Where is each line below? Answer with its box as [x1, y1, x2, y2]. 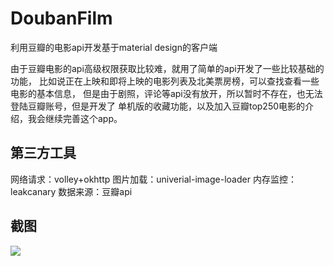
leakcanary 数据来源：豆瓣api [10, 185, 133, 197]
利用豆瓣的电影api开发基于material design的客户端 [10, 41, 218, 53]
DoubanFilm [10, 7, 113, 30]
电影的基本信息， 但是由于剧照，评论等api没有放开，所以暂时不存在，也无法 [10, 87, 323, 99]
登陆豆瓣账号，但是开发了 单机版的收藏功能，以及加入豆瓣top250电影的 [10, 100, 306, 112]
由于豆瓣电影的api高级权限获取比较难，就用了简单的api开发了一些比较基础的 [10, 62, 325, 74]
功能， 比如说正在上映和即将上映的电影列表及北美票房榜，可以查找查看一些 [10, 75, 320, 87]
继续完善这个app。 [44, 112, 123, 124]
